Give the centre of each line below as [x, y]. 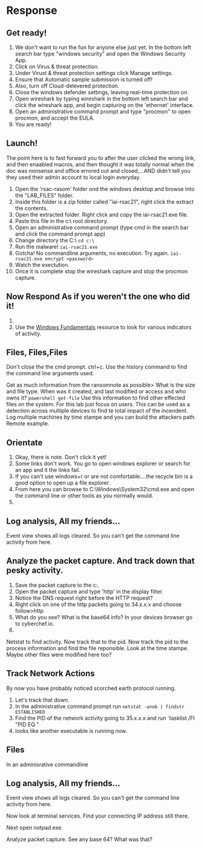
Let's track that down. [42, 700]
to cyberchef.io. [34, 624]
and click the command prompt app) [60, 234]
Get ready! [27, 33]
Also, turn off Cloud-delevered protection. [67, 86]
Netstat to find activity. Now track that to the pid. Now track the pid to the [97, 642]
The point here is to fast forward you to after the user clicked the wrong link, [101, 158]
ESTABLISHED [30, 712]
